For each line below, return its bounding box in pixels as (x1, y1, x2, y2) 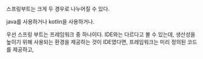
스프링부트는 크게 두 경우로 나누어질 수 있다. (6, 5, 110, 12)
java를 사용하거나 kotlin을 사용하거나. (6, 18, 95, 25)
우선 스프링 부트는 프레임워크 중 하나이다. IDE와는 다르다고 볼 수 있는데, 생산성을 (6, 31, 196, 38)
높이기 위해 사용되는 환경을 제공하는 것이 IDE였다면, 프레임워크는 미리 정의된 (6, 39, 186, 45)
